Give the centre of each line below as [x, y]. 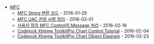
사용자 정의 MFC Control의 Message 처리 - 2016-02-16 [72, 25]
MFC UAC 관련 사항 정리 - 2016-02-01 [55, 19]
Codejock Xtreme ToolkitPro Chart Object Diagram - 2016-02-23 [83, 36]
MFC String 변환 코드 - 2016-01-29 [52, 13]
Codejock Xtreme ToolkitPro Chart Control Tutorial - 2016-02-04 [83, 31]
